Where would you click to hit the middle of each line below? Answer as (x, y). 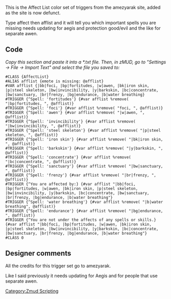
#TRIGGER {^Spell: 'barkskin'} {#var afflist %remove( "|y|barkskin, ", (84, 148)
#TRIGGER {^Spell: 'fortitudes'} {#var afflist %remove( (67, 99)
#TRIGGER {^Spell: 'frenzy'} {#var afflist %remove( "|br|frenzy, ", (81, 175)
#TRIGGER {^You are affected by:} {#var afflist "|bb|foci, (71, 184)
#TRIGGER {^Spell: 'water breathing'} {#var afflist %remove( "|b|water (84, 202)
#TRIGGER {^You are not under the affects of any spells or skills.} (81, 220)
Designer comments (38, 253)
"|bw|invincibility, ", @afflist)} (43, 126)
